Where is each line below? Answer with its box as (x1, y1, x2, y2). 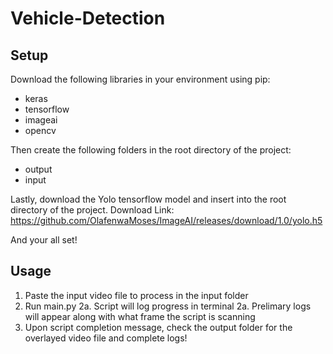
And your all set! (10, 234, 78, 246)
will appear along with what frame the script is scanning (24, 310, 256, 322)
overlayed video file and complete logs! (24, 332, 188, 344)
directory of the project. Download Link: (10, 204, 175, 216)
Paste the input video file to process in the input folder (24, 289, 249, 301)
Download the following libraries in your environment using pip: (10, 73, 271, 85)
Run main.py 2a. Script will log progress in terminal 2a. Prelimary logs (24, 300, 312, 312)
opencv (24, 125, 57, 136)
